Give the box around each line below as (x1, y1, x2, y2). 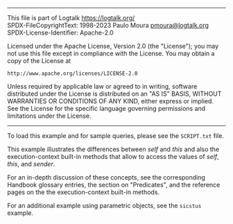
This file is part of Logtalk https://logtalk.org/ (7, 14, 135, 21)
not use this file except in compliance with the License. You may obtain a (7, 49, 215, 58)
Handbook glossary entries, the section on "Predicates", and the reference (7, 181, 221, 189)
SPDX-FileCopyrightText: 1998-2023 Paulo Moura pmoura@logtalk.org (7, 21, 209, 29)
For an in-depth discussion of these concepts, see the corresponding (7, 173, 206, 181)
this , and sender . (7, 160, 55, 168)
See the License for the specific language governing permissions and (7, 105, 206, 112)
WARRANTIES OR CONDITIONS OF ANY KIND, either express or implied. (7, 97, 214, 105)
